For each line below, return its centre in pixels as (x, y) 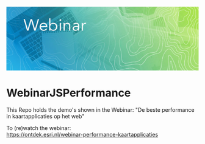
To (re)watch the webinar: (39, 128)
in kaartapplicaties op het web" (45, 116)
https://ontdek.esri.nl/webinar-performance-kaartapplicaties (82, 134)
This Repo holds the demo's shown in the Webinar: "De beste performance (100, 109)
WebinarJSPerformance (69, 93)
